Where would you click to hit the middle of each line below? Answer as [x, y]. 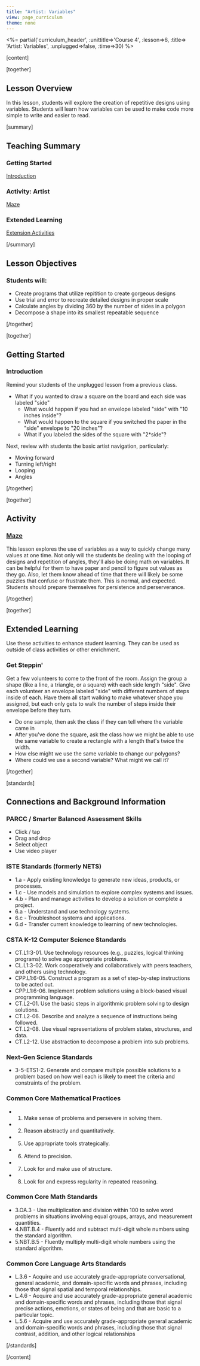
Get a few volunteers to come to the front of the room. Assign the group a [96, 678]
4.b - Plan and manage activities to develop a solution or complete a [99, 898]
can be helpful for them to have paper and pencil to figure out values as [94, 568]
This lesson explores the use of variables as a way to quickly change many [98, 549]
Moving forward [35, 457]
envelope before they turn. [39, 710]
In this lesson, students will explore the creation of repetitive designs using [98, 103]
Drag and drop [33, 838]
